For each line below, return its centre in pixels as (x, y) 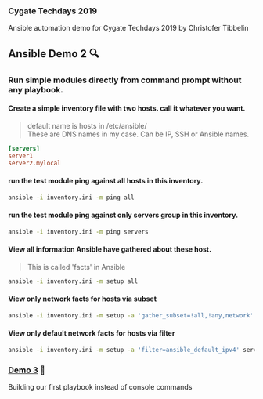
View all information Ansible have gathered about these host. (110, 249)
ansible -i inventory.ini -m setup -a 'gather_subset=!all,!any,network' (131, 315)
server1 (21, 156)
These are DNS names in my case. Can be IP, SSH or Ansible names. (138, 134)
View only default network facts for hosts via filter (92, 333)
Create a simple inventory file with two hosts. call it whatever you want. (127, 108)
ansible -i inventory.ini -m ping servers (78, 232)
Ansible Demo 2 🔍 (54, 54)
